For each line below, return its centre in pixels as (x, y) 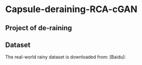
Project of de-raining (39, 28)
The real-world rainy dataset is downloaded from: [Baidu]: (66, 57)
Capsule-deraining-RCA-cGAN (71, 9)
